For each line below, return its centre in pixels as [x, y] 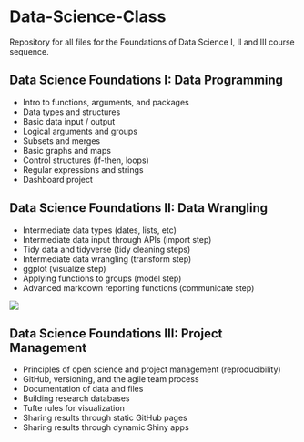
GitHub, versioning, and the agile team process [111, 379]
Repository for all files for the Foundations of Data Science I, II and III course [152, 42]
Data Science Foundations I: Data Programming [147, 80]
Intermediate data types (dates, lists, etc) [100, 230]
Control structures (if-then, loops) [86, 160]
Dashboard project [58, 179]
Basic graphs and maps [67, 150]
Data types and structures [71, 112]
